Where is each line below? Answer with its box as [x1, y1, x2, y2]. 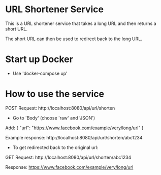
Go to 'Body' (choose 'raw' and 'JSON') [12, 114, 95, 121]
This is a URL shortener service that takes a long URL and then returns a [5, 20, 156, 26]
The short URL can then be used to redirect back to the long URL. [5, 36, 142, 42]
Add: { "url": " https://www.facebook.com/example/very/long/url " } [5, 125, 144, 131]
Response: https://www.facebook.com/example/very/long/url [5, 164, 134, 170]
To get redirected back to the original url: [12, 144, 99, 151]
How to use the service [5, 88, 105, 100]
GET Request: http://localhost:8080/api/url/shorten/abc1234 [5, 154, 132, 160]
